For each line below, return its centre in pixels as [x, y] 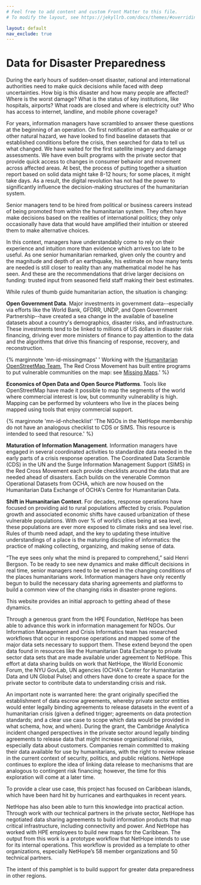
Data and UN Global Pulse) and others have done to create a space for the [98, 676]
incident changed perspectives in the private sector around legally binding [98, 733]
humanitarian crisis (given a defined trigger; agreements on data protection [99, 714]
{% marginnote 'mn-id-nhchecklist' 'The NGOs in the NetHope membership [99, 421]
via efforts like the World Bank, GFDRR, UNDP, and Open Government [92, 310]
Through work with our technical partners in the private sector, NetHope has [100, 813]
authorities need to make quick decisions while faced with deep [85, 86]
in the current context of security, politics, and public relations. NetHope [95, 758]
